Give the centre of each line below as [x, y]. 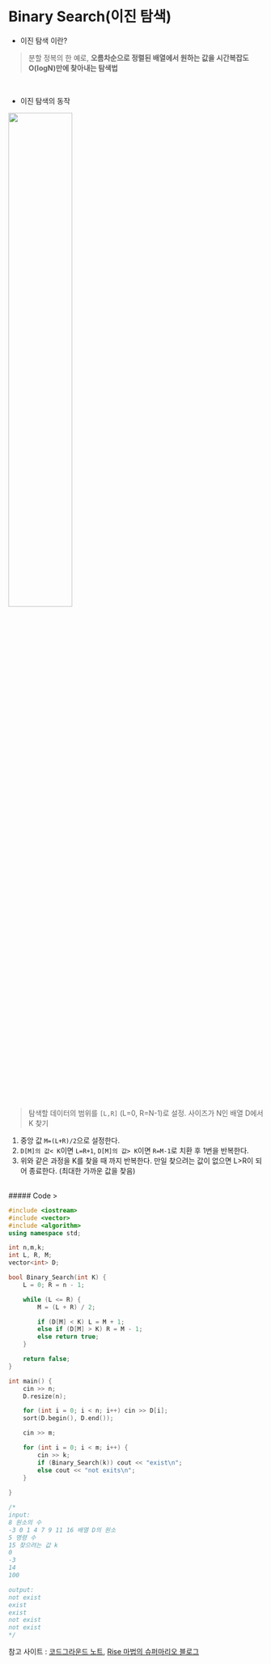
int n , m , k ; [27, 1248]
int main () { [30, 1381]
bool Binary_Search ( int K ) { [57, 1277]
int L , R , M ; [30, 1255]
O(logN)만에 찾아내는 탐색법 [73, 68]
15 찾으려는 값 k [33, 1545]
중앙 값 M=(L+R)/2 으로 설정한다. [70, 1140]
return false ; [47, 1359]
